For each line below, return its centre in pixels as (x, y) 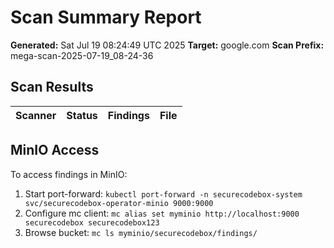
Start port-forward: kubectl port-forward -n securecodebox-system (163, 193)
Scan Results (52, 87)
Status (82, 115)
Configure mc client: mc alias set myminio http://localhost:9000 (162, 213)
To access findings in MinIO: (69, 174)
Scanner (36, 115)
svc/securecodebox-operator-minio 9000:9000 (119, 203)
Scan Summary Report (106, 17)
